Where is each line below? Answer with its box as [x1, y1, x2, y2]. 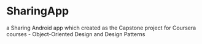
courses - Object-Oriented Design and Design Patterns [6, 30, 146, 37]
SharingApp [6, 4, 69, 18]
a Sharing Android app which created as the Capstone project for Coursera [6, 24, 196, 31]
